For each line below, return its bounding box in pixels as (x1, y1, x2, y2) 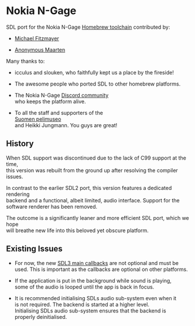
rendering (6, 191, 30, 198)
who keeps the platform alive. (14, 98, 86, 105)
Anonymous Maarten (14, 46, 66, 53)
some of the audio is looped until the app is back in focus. (14, 283, 155, 290)
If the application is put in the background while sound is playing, (14, 277, 172, 284)
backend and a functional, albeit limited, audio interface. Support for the (6, 196, 180, 203)
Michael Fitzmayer (14, 35, 60, 42)
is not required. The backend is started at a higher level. (14, 301, 149, 308)
